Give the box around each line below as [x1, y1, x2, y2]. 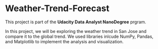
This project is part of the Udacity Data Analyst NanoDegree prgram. [5, 19, 147, 25]
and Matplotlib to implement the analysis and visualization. [5, 38, 124, 44]
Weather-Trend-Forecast [5, 3, 110, 14]
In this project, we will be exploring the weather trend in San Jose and [5, 28, 147, 34]
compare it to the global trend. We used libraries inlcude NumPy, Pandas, [5, 33, 154, 39]
